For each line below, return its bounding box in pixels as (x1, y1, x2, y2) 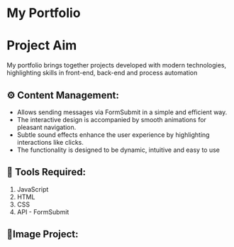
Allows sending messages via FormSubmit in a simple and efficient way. (16, 108, 228, 116)
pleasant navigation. (16, 123, 77, 131)
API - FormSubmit (16, 207, 69, 216)
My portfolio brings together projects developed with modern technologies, (6, 61, 227, 70)
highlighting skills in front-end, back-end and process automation (6, 69, 198, 77)
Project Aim (6, 38, 77, 54)
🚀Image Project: (6, 229, 79, 241)
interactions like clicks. (16, 138, 84, 146)
